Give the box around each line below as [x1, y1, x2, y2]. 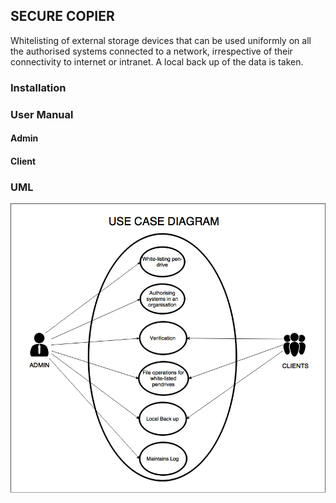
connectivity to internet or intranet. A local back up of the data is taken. [10, 55, 304, 68]
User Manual [10, 107, 74, 121]
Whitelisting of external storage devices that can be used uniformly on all [10, 34, 312, 46]
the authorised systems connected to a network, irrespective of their [10, 45, 293, 57]
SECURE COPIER [10, 8, 115, 25]
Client [10, 155, 37, 167]
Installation [10, 80, 67, 94]
